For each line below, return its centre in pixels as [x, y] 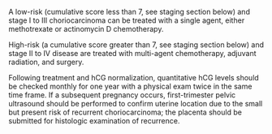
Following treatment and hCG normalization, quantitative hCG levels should [134, 78]
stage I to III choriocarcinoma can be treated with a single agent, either [127, 20]
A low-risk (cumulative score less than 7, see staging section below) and [129, 12]
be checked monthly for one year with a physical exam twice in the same [130, 86]
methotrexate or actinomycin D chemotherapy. [86, 29]
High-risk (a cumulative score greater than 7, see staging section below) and [136, 45]
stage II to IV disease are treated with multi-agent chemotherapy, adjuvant [133, 53]
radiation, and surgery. [46, 62]
